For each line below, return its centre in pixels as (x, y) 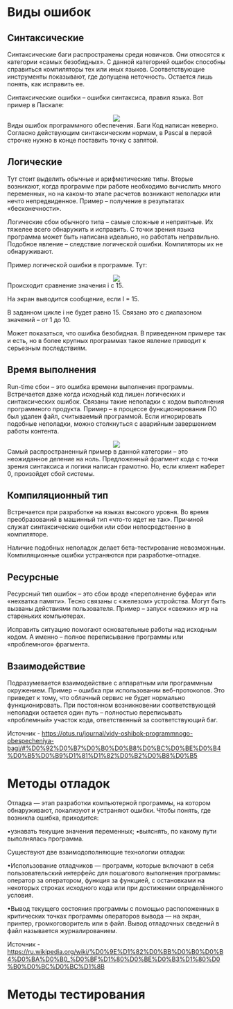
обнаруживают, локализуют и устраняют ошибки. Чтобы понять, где (109, 810)
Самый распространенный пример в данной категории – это (98, 451)
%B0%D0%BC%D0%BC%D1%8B (56, 967)
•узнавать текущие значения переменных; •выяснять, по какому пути (112, 831)
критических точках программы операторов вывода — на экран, (104, 916)
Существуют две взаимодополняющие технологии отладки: (96, 852)
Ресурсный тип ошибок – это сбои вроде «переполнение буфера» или (112, 594)
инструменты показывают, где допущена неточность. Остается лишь (110, 77)
